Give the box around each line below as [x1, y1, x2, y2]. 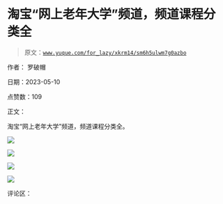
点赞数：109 [7, 92, 43, 101]
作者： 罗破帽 [7, 63, 46, 71]
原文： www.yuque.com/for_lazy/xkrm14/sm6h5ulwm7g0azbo [24, 48, 187, 56]
